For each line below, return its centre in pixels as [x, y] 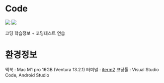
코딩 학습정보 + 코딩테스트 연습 [35, 33]
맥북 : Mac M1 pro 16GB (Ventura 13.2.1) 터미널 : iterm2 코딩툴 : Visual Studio [82, 69]
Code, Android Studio [27, 75]
